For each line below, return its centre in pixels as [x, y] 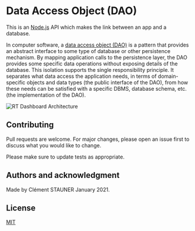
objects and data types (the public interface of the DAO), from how [107, 82]
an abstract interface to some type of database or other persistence [88, 51]
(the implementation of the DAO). [46, 95]
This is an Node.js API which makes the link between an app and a [86, 27]
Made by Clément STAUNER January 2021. [58, 189]
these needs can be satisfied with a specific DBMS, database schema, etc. [96, 88]
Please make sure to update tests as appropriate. [65, 157]
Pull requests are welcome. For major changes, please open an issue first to [98, 139]
